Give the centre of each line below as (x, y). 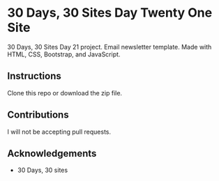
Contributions (38, 115)
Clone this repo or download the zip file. (65, 93)
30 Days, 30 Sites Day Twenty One (110, 13)
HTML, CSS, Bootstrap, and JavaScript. (64, 54)
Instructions (34, 76)
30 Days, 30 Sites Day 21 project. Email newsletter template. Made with (109, 47)
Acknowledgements (52, 154)
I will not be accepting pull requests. (59, 132)
